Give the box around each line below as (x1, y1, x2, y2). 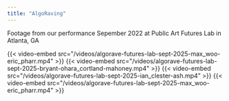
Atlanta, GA (7, 36, 39, 45)
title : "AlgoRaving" (7, 10, 67, 17)
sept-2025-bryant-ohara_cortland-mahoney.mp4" (7, 64, 150, 72)
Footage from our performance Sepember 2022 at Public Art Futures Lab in (7, 29, 222, 37)
